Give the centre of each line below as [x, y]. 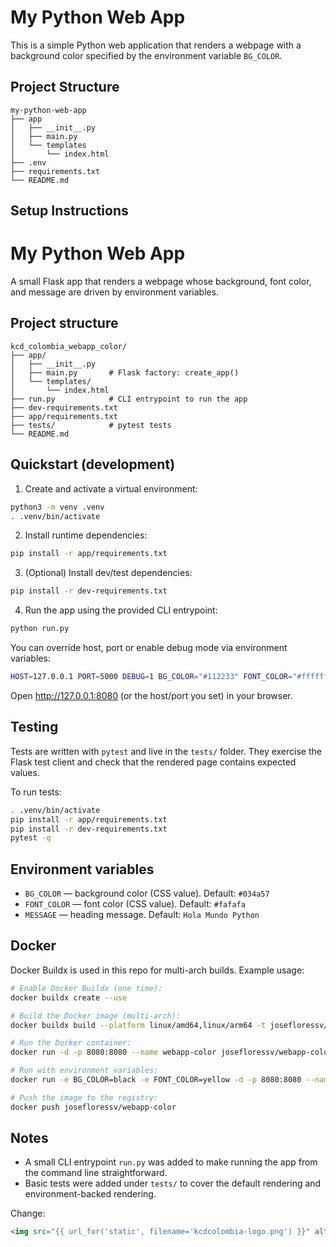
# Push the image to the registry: [84, 1097]
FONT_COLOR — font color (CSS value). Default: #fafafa [135, 904]
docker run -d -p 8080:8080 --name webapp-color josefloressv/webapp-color [171, 1052]
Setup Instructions [69, 211]
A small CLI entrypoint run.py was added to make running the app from [171, 1162]
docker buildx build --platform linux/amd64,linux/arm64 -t [138, 1025]
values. [25, 772]
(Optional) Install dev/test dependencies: [108, 573]
